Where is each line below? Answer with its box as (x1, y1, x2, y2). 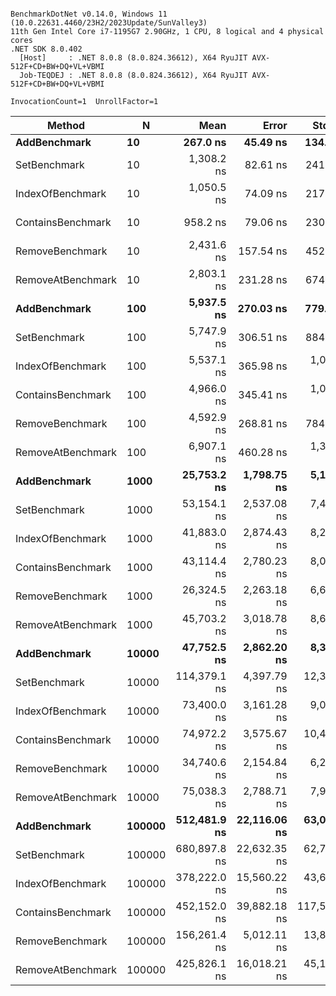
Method (46, 119, 86, 132)
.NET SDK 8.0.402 (10, 44, 83, 54)
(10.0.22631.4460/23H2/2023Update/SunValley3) (10, 18, 208, 28)
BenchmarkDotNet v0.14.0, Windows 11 (10, 9, 168, 19)
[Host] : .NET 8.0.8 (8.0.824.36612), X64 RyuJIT (19, 53, 248, 63)
